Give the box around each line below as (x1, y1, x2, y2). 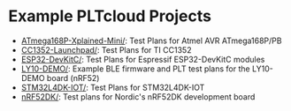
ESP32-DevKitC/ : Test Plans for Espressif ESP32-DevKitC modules (20, 54, 265, 64)
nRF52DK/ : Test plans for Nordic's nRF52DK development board (20, 91, 256, 102)
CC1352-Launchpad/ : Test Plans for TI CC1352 (20, 44, 192, 55)
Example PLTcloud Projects (8, 6, 211, 26)
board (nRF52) (46, 72, 100, 83)
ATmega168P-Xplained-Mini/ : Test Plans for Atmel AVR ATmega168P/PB (20, 35, 282, 46)
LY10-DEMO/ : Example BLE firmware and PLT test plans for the (20, 63, 250, 74)
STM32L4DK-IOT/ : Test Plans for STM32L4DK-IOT (20, 82, 205, 92)
